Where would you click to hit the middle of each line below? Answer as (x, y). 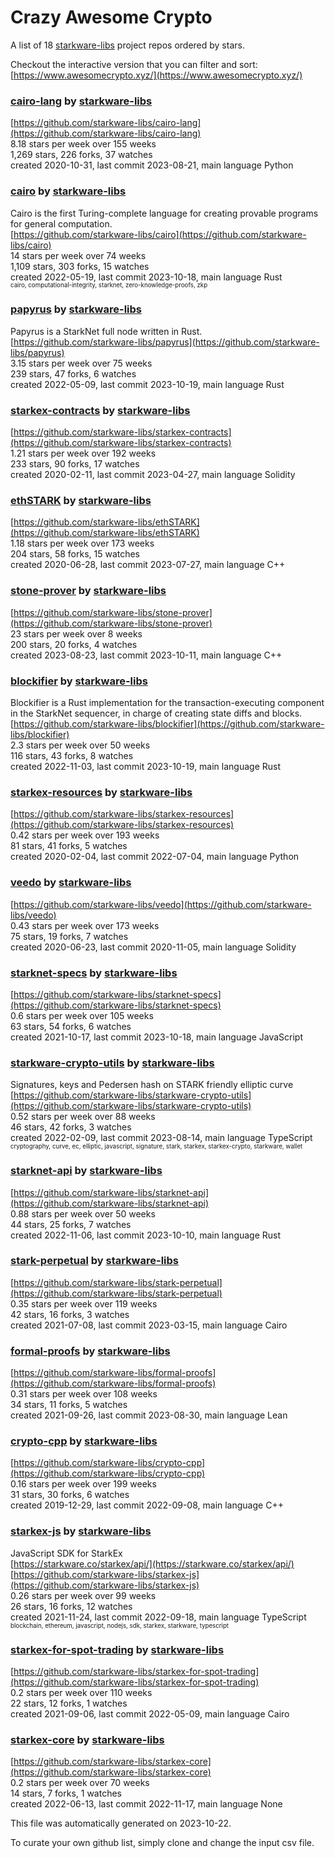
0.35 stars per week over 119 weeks (84, 1303)
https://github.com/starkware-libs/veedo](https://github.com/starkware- (162, 904)
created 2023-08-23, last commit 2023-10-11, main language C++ (146, 655)
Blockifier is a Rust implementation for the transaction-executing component (167, 703)
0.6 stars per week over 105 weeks (82, 1015)
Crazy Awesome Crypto (111, 17)
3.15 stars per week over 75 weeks (81, 363)
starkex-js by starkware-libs (81, 1531)
